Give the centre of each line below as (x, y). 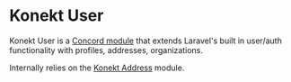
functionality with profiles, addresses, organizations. (106, 50)
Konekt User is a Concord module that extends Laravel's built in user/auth (146, 41)
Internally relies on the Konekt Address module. (97, 68)
